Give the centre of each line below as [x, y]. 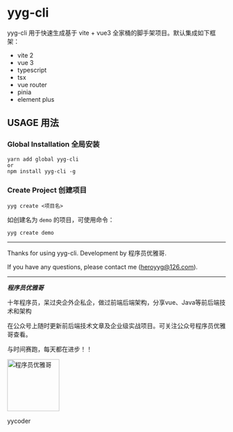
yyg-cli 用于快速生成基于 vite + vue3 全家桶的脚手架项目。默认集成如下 [109, 33]
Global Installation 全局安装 [53, 145]
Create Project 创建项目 [47, 190]
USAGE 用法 [33, 123]
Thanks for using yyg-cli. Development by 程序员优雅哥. [87, 253]
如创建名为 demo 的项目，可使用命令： [61, 219]
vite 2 [25, 55]
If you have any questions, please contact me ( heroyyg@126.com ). [103, 267]
